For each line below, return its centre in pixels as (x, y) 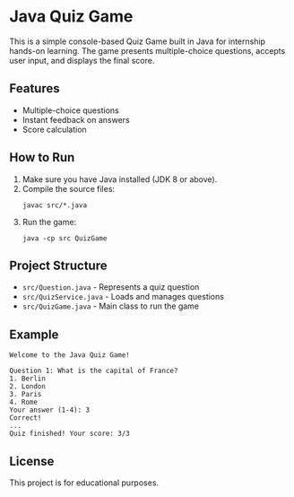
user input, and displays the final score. (82, 60)
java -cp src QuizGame (65, 238)
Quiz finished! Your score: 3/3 (69, 434)
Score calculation (54, 129)
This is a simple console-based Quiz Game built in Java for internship (138, 41)
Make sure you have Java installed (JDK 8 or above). (120, 179)
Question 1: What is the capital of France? (94, 371)
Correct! (26, 418)
